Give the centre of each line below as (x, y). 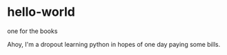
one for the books (32, 31)
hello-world (41, 12)
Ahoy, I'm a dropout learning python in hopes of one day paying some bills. (114, 44)
